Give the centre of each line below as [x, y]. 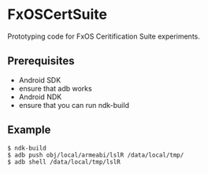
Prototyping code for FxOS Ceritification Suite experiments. [104, 36]
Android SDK [40, 80]
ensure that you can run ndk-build [74, 105]
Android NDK [40, 97]
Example [29, 130]
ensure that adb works [55, 88]
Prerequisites [41, 61]
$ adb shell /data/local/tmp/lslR [64, 162]
